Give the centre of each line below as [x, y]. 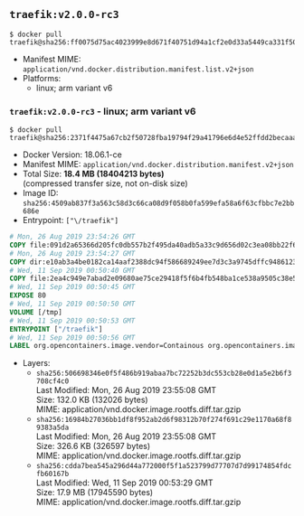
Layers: [36, 363]
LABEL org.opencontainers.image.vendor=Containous [107, 346]
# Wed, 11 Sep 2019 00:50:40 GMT [72, 270]
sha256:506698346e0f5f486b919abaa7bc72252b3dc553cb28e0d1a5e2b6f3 [164, 374]
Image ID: [40, 193]
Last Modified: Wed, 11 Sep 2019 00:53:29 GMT [124, 483]
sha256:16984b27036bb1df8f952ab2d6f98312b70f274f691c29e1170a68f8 [164, 420]
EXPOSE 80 [28, 296]
